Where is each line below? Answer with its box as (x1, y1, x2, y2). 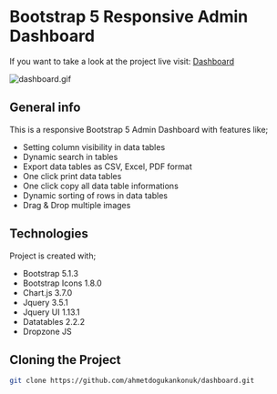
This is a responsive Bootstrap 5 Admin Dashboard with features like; (9, 124, 269, 135)
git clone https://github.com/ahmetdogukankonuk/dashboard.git (9, 376, 255, 386)
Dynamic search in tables (22, 151, 118, 162)
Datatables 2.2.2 (22, 316, 85, 327)
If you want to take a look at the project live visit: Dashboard (9, 56, 235, 66)
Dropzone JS (22, 326, 72, 337)
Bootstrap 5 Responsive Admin (9, 6, 249, 27)
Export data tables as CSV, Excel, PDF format (22, 161, 193, 172)
